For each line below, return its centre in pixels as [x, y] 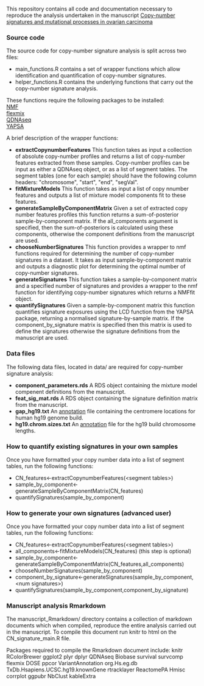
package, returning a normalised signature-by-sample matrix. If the [100, 318]
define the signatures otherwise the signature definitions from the [97, 331]
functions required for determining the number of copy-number [95, 254]
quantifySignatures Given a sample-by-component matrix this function [105, 305]
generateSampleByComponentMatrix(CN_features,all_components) [100, 564]
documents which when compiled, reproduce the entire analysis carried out [101, 626]
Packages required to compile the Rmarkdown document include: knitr [95, 650]
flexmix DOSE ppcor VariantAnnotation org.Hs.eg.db [72, 663]
